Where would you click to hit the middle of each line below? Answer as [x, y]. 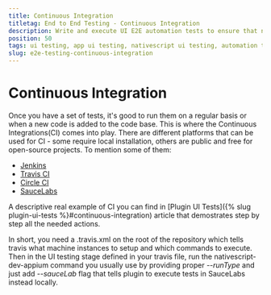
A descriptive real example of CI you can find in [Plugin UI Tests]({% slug [130, 206]
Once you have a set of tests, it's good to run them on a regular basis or [128, 115]
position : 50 [30, 38]
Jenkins [33, 165]
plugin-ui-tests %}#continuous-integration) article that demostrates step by [134, 215]
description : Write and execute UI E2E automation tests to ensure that [133, 31]
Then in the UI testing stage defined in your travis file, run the [110, 256]
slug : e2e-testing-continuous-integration [81, 53]
